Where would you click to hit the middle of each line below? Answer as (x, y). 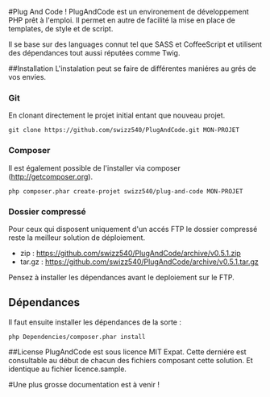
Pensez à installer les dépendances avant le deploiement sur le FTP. (122, 277)
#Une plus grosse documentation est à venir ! (84, 384)
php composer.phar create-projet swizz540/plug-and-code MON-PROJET (126, 191)
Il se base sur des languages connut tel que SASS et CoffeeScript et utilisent (135, 44)
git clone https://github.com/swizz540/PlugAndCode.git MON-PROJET (124, 130)
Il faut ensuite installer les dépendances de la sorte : (95, 322)
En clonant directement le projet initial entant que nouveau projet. (117, 115)
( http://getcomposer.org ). (51, 176)
